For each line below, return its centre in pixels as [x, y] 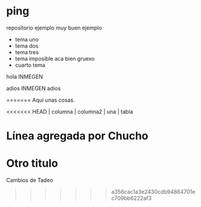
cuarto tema [30, 65]
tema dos [27, 46]
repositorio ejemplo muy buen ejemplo [54, 28]
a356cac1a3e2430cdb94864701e [153, 192]
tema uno [27, 39]
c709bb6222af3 [132, 198]
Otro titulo [32, 163]
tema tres [27, 52]
